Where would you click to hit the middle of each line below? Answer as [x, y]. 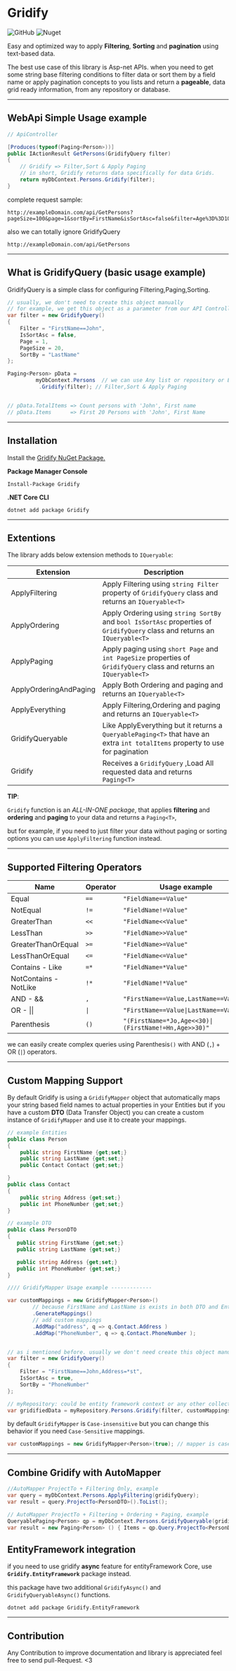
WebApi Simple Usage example [77, 118]
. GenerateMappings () [63, 1314]
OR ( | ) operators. [32, 1052]
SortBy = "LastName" [50, 355]
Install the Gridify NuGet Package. [56, 457]
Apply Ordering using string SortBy [162, 613]
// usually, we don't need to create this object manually [96, 302]
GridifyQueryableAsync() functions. [59, 1595]
